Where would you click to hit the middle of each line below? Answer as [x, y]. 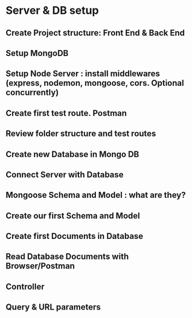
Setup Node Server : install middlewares [83, 74]
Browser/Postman [40, 266]
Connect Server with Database [65, 175]
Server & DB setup [52, 11]
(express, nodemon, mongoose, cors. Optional [95, 83]
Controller [25, 286]
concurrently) [32, 93]
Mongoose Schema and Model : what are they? [96, 195]
